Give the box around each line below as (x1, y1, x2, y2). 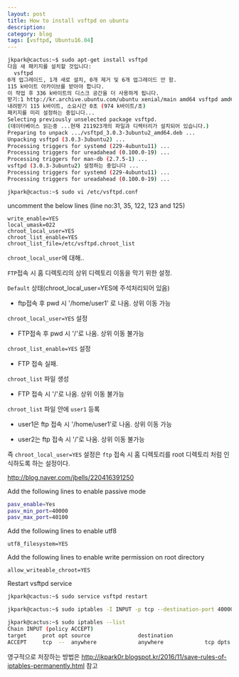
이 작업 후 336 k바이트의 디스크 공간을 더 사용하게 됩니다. (7, 90, 159, 97)
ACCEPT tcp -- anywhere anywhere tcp (7, 639, 215, 646)
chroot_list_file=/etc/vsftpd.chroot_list (7, 240, 135, 247)
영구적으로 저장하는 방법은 (7, 652, 80, 661)
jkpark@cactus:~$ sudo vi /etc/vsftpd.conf (7, 188, 139, 196)
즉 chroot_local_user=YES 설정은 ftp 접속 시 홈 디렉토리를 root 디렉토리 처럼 (7, 450, 223, 458)
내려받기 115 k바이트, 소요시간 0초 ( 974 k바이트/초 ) (7, 103, 147, 110)
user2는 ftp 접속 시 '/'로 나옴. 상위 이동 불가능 (17, 435, 145, 444)
